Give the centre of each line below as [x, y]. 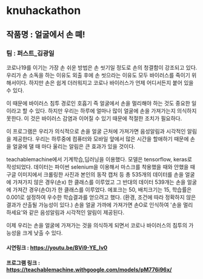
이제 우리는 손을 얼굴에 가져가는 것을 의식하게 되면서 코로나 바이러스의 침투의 [97, 225]
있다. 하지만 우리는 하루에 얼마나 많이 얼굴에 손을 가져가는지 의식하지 [116, 110]
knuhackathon [44, 11]
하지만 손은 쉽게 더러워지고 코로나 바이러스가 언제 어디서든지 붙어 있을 [111, 82]
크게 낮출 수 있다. [42, 233]
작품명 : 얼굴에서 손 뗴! [46, 34]
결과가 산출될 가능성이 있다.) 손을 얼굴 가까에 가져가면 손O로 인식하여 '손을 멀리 [100, 204]
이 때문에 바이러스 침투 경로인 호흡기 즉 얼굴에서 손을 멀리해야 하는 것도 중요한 [98, 103]
